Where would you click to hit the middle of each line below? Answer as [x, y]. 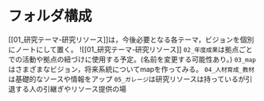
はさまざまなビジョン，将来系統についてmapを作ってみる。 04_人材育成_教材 [131, 69]
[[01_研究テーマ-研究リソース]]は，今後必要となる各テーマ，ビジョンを [124, 39]
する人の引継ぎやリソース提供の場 [71, 88]
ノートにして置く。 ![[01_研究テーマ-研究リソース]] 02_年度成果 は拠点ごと [134, 49]
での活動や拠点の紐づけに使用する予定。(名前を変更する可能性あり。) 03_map [132, 59]
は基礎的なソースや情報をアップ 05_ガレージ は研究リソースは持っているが [127, 79]
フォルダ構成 [50, 16]
